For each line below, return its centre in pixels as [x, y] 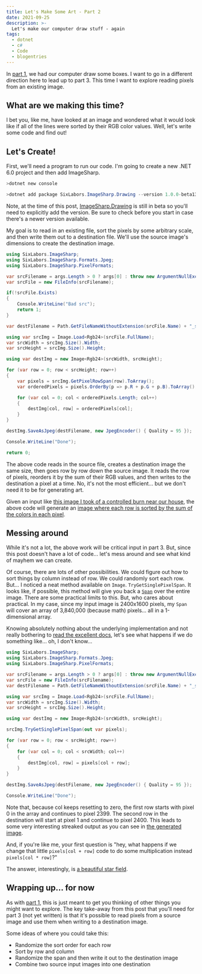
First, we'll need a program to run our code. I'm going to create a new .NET [99, 166]
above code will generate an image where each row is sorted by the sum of [99, 508]
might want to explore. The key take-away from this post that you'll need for [100, 909]
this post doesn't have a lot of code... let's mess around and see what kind [98, 554]
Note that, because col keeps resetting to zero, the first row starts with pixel [100, 807]
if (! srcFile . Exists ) [32, 293]
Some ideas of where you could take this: [58, 933]
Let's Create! [31, 151]
